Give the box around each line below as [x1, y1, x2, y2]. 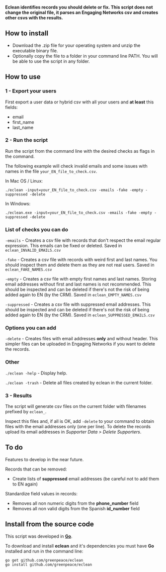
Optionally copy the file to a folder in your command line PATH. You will [12, 53, 158, 59]
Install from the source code [5, 520, 94, 529]
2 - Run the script [5, 137, 48, 144]
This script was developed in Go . [5, 533, 73, 539]
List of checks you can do [5, 226, 69, 233]
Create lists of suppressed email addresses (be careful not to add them [12, 476, 160, 481]
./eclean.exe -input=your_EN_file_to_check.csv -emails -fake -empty [5, 210, 153, 215]
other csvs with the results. [5, 15, 63, 20]
